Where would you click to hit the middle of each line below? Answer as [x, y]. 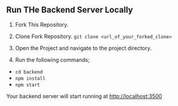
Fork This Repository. [42, 24]
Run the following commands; [52, 59]
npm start [28, 85]
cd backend [29, 72]
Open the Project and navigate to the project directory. [83, 48]
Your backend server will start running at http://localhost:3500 [84, 96]
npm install [30, 78]
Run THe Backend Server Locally [70, 10]
